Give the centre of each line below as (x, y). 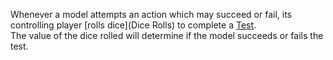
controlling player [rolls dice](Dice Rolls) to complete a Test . (133, 25)
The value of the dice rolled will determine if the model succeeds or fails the (167, 35)
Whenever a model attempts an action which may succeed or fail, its (151, 14)
